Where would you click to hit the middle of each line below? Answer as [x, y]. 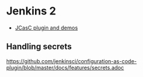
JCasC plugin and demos [46, 28]
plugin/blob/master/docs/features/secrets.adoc [65, 67]
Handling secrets [39, 47]
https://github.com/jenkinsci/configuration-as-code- [71, 61]
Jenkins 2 [31, 11]
